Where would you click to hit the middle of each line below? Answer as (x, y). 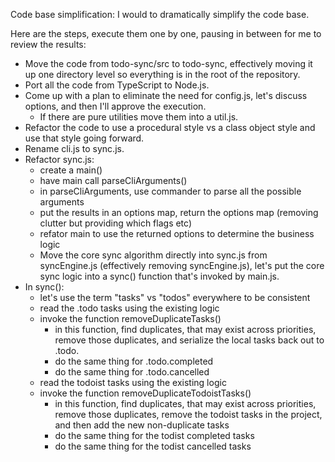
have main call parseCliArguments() (113, 180)
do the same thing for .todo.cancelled (132, 372)
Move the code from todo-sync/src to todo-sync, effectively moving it (168, 63)
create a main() (71, 170)
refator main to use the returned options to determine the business (177, 233)
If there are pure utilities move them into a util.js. (139, 117)
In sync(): (44, 287)
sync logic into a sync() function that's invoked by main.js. (159, 276)
